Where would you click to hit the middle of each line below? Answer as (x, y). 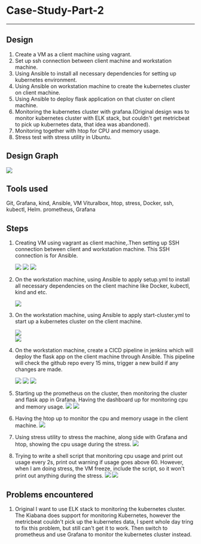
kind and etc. (31, 292)
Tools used (27, 188)
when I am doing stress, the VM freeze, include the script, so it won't (100, 469)
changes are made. (39, 370)
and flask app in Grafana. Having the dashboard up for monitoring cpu (101, 400)
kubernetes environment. (46, 80)
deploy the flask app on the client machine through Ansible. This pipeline (105, 356)
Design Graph (32, 156)
